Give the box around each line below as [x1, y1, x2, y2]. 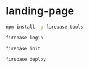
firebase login [5, 35, 44, 41]
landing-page [5, 4, 75, 18]
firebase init [5, 45, 41, 51]
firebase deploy [5, 56, 46, 62]
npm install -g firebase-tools [5, 24, 84, 30]
